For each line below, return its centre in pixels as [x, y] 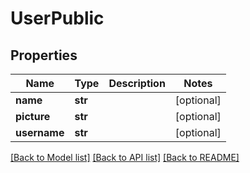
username [40, 132]
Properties [44, 55]
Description [137, 83]
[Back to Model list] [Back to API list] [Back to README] [125, 157]
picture [33, 116]
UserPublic [57, 18]
